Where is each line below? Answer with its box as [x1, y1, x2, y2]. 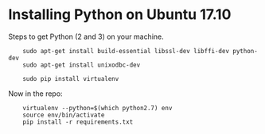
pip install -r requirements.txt [22, 117, 134, 126]
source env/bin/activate [22, 111, 105, 119]
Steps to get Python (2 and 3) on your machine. [8, 32, 165, 41]
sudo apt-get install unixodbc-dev [22, 61, 141, 69]
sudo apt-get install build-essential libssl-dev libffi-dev [22, 47, 229, 55]
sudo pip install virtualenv [22, 75, 119, 82]
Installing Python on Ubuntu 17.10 [8, 6, 232, 24]
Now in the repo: [8, 89, 63, 98]
